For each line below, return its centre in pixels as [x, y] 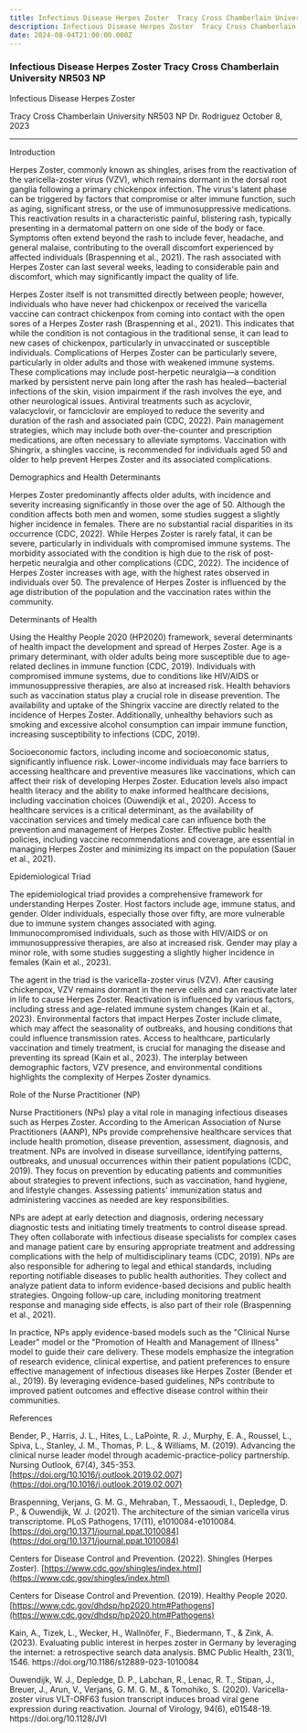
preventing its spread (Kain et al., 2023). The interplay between [129, 1058]
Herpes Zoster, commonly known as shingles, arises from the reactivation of [153, 169]
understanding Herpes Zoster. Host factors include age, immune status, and [153, 904]
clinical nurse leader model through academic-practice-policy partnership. [150, 1455]
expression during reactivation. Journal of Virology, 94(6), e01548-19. [141, 1708]
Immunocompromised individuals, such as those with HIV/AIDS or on [138, 932]
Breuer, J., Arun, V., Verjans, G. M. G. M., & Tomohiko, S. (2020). [130, 1689]
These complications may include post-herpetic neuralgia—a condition [143, 372]
